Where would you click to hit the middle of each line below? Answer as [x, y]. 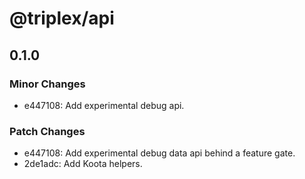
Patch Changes [47, 131]
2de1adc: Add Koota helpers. [83, 164]
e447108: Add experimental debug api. [104, 105]
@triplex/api [62, 18]
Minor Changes [47, 84]
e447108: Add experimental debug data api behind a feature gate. [159, 153]
